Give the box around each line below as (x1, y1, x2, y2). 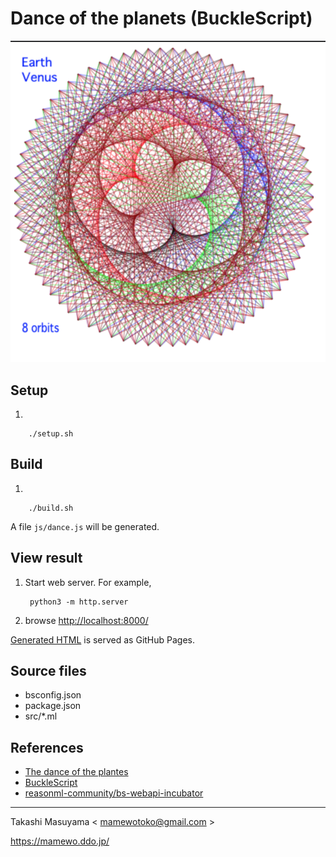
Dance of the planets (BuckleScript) (10, 7, 313, 30)
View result (10, 550, 83, 567)
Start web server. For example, (24, 576, 152, 588)
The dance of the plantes (24, 766, 129, 778)
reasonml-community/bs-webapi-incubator (24, 787, 204, 799)
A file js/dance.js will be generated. (10, 520, 160, 532)
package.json (24, 700, 82, 712)
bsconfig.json (24, 689, 82, 701)
